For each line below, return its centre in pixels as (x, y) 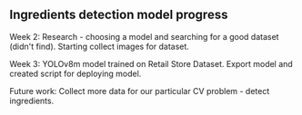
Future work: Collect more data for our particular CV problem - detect (140, 91)
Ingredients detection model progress (119, 15)
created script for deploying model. (75, 73)
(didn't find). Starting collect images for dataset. (99, 46)
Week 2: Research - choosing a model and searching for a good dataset (144, 36)
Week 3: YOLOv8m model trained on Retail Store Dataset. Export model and (151, 63)
